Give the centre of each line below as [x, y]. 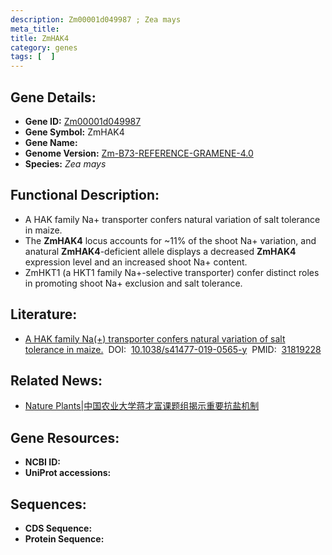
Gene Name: [51, 142]
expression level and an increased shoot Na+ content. [136, 262]
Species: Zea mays [65, 163]
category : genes [44, 47]
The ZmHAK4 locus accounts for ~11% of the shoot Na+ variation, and [170, 240]
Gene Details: [53, 97]
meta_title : [35, 29]
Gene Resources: [65, 437]
